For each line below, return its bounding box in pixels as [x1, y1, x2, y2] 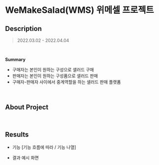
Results [5, 131, 29, 139]
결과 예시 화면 [12, 155, 39, 161]
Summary [5, 57, 26, 62]
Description [5, 24, 42, 33]
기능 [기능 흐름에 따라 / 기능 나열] [12, 144, 76, 150]
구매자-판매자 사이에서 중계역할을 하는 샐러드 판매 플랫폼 [12, 79, 121, 85]
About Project [5, 103, 49, 111]
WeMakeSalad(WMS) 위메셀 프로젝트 [5, 4, 154, 16]
